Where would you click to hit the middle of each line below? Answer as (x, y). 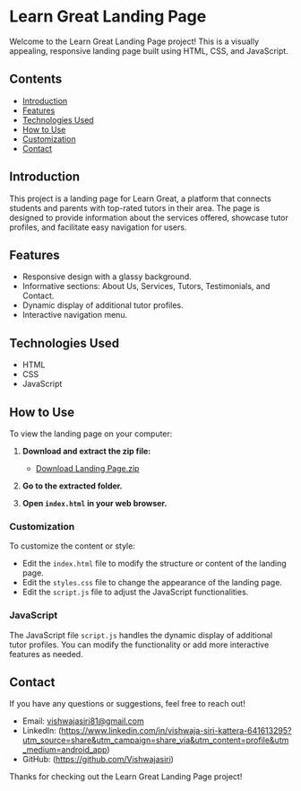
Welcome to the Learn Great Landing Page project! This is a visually (134, 41)
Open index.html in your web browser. (95, 503)
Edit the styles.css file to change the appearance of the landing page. (152, 583)
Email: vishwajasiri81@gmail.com (83, 721)
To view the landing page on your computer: (91, 434)
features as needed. (46, 654)
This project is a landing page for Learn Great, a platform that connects (140, 198)
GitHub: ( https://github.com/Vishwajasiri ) (98, 760)
